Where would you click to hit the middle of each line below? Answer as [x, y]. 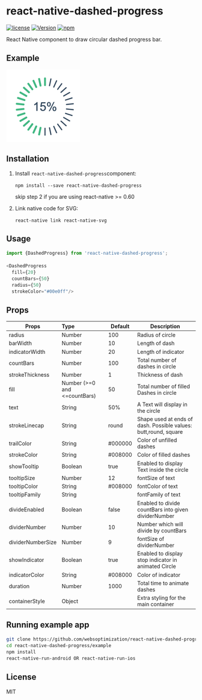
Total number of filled [164, 386]
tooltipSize [22, 478]
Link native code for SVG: [46, 208]
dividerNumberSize [33, 542]
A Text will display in [162, 404]
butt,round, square [160, 431]
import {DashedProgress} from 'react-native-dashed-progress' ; [87, 254]
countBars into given [163, 510]
